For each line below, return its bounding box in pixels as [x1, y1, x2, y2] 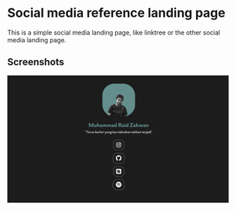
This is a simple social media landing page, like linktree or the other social [7, 28, 221, 37]
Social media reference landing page [7, 5, 226, 21]
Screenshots [7, 56, 65, 68]
